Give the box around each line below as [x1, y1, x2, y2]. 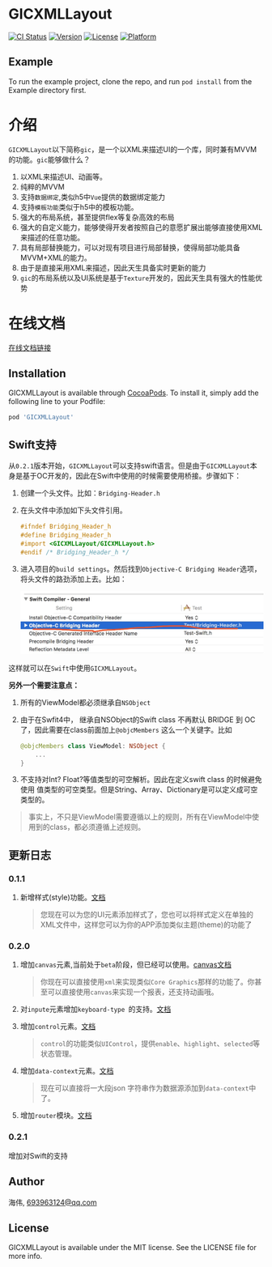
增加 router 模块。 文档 [19, 1111, 92, 1120]
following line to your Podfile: [8, 397, 106, 406]
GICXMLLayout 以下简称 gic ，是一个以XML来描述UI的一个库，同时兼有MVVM [8, 144, 257, 154]
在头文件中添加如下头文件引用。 [19, 505, 127, 515]
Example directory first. [8, 85, 87, 95]
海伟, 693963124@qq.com [8, 1197, 97, 1207]
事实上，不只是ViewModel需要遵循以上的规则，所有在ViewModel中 [28, 812, 253, 822]
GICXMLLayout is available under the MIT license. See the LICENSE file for [8, 1243, 257, 1252]
